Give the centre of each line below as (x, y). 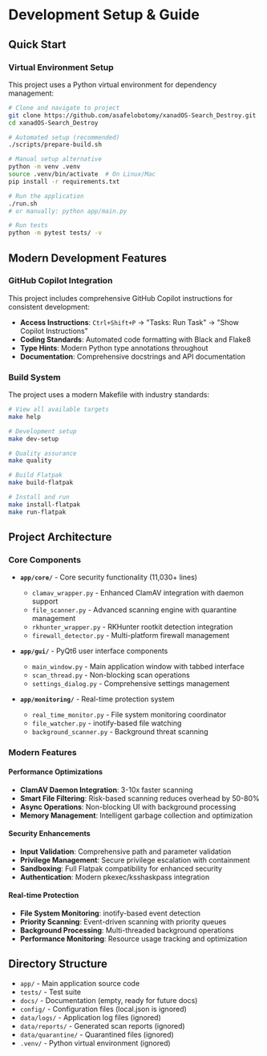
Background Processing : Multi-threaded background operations (127, 930)
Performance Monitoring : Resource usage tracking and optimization (133, 938)
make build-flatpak (41, 483)
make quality (30, 461)
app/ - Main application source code (80, 983)
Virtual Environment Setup (61, 67)
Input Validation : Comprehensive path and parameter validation (125, 851)
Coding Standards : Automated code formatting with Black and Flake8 (135, 339)
